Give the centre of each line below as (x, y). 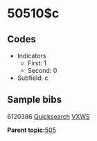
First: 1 (37, 63)
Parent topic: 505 (32, 130)
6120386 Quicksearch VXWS (48, 116)
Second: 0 (42, 70)
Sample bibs (35, 100)
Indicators (32, 56)
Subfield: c (33, 78)
